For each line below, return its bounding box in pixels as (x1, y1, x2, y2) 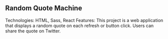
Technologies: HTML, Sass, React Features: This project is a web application (5, 17, 163, 23)
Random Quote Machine (5, 4, 82, 12)
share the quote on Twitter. (5, 27, 61, 34)
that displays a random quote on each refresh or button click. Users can (5, 22, 154, 28)
